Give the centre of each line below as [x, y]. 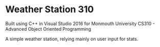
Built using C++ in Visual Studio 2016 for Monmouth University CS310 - [80, 24]
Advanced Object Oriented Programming [48, 29]
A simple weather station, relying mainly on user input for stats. [72, 39]
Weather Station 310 [50, 9]
